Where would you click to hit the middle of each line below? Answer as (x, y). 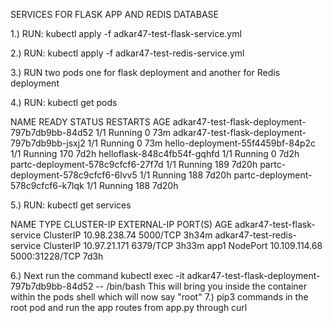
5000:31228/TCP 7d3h (57, 256)
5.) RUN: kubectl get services (71, 205)
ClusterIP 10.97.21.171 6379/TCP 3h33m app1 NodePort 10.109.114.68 (183, 245)
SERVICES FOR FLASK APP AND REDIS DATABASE (114, 14)
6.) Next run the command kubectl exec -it (97, 275)
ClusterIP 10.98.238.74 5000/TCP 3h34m (128, 235)
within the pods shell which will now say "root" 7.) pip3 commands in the (159, 297)
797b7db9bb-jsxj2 (48, 143)
